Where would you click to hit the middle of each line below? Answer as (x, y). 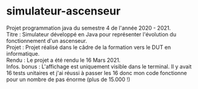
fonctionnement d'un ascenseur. (47, 41)
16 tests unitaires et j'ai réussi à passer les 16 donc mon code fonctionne (97, 73)
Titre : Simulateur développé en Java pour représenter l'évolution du (91, 34)
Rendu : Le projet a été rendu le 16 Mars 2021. (64, 60)
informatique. (23, 53)
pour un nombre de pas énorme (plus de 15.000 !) (68, 79)
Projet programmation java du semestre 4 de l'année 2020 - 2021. (89, 28)
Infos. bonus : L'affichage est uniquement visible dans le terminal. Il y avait (99, 66)
